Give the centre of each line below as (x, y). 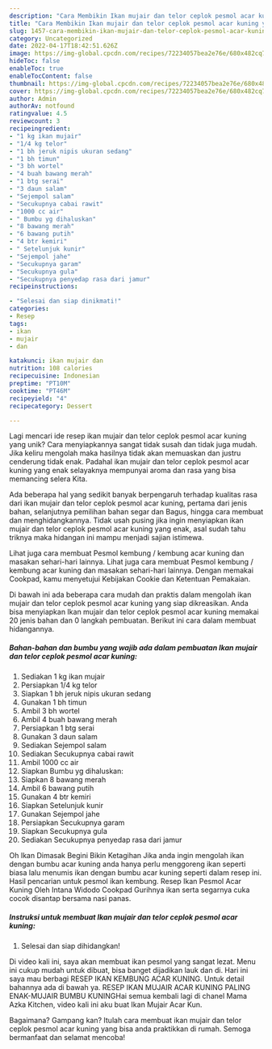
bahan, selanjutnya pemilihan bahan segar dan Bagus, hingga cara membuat (136, 512)
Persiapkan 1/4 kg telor (59, 685)
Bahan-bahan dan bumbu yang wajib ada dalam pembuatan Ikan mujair (133, 647)
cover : (20, 91)
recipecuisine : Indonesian (54, 376)
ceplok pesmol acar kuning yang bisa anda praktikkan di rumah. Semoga (130, 1029)
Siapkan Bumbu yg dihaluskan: (72, 771)
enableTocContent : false (51, 76)
